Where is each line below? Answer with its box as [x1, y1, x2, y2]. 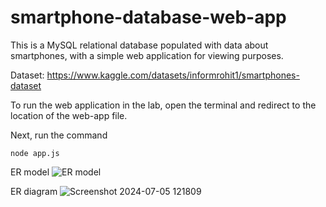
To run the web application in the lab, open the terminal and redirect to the [10, 99, 317, 111]
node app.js [10, 148, 60, 158]
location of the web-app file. [10, 109, 128, 121]
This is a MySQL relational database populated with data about [10, 39, 269, 51]
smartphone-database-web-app [10, 6, 287, 29]
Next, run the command [10, 129, 108, 141]
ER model [10, 166, 50, 178]
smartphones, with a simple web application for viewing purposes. [10, 49, 284, 61]
